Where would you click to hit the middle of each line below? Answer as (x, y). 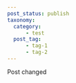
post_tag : (27, 39)
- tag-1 (37, 46)
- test (35, 33)
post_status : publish (38, 13)
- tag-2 (37, 53)
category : (27, 26)
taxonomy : (21, 20)
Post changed (27, 72)
